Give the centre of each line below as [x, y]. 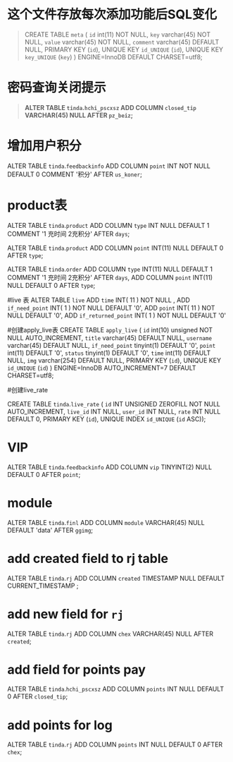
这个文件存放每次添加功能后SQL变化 [112, 14]
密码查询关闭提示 [57, 88]
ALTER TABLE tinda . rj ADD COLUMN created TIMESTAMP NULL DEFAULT [116, 578]
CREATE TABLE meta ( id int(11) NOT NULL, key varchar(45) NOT [118, 34]
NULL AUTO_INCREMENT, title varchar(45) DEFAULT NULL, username [110, 338]
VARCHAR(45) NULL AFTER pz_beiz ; [79, 115]
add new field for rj [66, 614]
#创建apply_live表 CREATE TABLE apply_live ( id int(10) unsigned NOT [110, 329]
